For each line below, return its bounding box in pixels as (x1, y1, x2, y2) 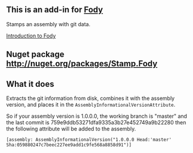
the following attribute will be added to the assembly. (6, 125, 136, 133)
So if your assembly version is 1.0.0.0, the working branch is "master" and (6, 113, 188, 120)
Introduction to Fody (6, 32, 56, 39)
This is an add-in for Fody (6, 5, 103, 15)
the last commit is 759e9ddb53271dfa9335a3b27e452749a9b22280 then (6, 119, 186, 126)
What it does (6, 79, 55, 89)
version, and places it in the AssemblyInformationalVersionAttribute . (6, 101, 176, 108)
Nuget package (6, 49, 64, 60)
